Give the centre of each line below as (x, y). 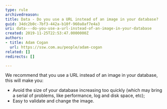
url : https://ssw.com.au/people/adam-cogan (56, 47)
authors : (14, 38)
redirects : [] (20, 57)
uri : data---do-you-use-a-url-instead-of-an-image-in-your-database (78, 29)
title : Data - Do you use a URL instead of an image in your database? (82, 19)
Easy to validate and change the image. (53, 101)
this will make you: (24, 80)
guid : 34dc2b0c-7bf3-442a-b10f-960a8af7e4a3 (53, 24)
